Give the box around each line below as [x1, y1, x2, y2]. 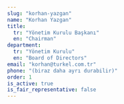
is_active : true [7, 80, 53, 87]
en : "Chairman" [13, 36, 57, 42]
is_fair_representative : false [7, 86, 97, 93]
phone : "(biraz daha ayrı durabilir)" [7, 67, 118, 74]
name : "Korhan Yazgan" [7, 16, 72, 23]
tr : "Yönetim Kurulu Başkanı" [13, 29, 99, 36]
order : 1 [7, 73, 32, 81]
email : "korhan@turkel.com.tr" [7, 61, 97, 68]
